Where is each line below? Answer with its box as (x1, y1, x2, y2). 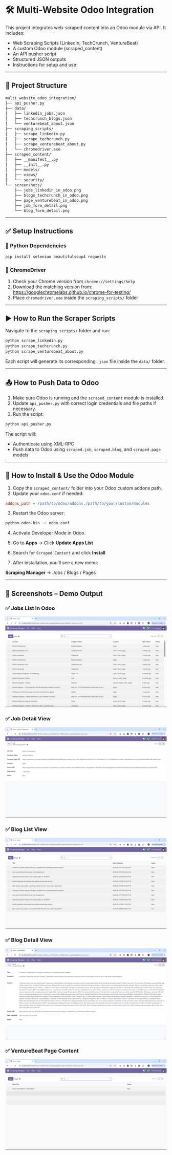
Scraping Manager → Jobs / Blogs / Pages (5, 569, 96, 576)
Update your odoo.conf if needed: (12, 490, 84, 497)
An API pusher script (12, 51, 57, 57)
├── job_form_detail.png (14, 203, 68, 208)
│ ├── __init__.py (5, 162, 50, 167)
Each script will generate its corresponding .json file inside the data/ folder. (5, 358, 165, 365)
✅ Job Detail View (5, 715, 51, 722)
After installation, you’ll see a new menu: (12, 560, 98, 566)
